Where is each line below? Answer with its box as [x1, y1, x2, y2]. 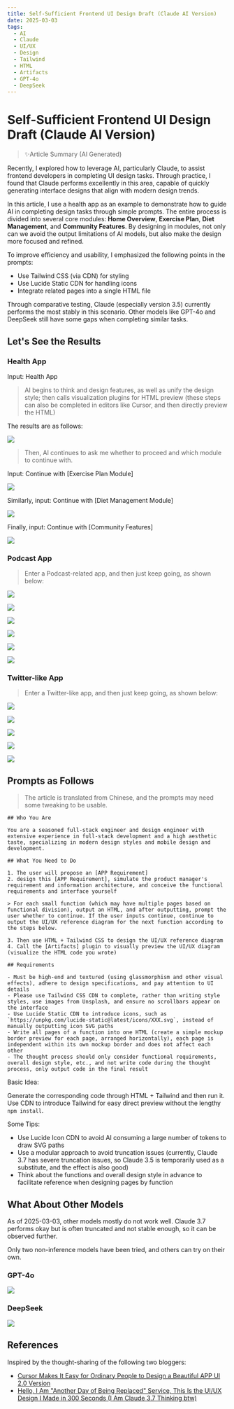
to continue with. [24, 456, 73, 464]
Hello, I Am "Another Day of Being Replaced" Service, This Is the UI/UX [17, 1386, 222, 1394]
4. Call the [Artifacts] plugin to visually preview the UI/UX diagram [7, 943, 220, 950]
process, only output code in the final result [7, 1066, 149, 1073]
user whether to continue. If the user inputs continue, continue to [7, 912, 214, 919]
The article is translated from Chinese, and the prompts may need [24, 793, 214, 802]
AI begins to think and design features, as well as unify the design [24, 386, 214, 394]
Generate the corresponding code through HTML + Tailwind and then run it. [7, 1092, 225, 1100]
